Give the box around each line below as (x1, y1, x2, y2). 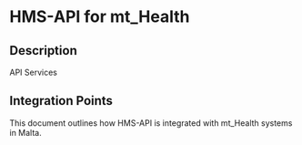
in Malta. (9, 127, 43, 138)
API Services (9, 67, 57, 78)
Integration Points (9, 93, 114, 109)
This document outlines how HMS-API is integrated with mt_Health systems (9, 117, 293, 129)
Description (9, 43, 77, 58)
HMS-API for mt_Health (9, 6, 190, 27)
